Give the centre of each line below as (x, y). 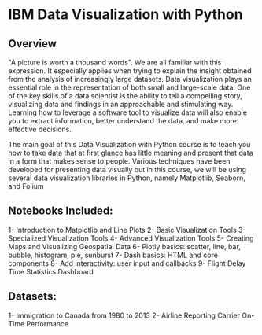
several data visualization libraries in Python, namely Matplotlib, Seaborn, (127, 178)
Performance (48, 323)
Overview (33, 44)
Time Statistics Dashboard (51, 271)
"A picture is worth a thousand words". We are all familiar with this (115, 62)
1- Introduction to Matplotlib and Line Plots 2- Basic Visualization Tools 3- (127, 230)
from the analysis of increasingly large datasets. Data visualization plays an (130, 79)
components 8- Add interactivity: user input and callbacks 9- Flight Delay (127, 263)
